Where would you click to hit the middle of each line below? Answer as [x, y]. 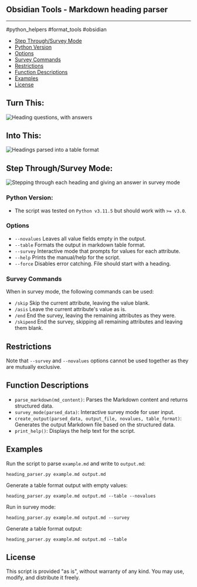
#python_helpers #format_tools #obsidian [57, 29]
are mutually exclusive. [34, 366]
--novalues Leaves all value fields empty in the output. [80, 238]
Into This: [24, 136]
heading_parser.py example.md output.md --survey [68, 518]
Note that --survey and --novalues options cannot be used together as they [97, 361]
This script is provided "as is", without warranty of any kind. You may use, [95, 571]
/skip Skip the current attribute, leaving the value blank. [82, 303]
